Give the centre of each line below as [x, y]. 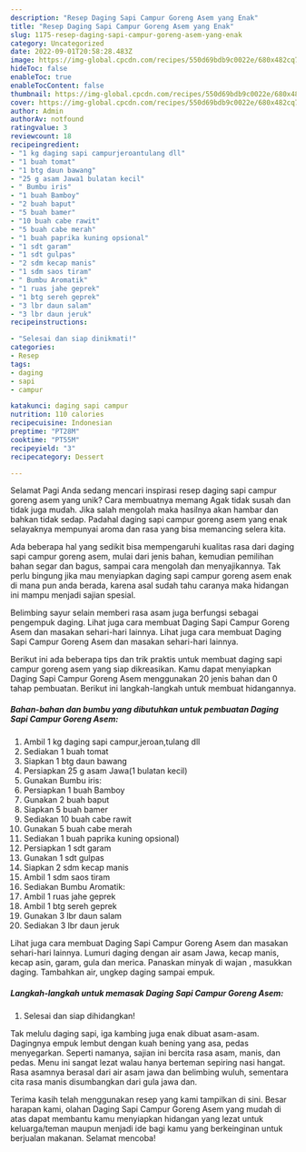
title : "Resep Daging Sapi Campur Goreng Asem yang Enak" [122, 26]
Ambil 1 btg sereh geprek [70, 906]
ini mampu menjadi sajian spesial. [73, 595]
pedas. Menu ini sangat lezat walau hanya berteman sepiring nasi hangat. [148, 1063]
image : [23, 60]
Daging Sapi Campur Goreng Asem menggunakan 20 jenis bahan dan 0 [144, 679]
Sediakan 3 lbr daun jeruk [71, 925]
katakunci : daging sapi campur [69, 406]
